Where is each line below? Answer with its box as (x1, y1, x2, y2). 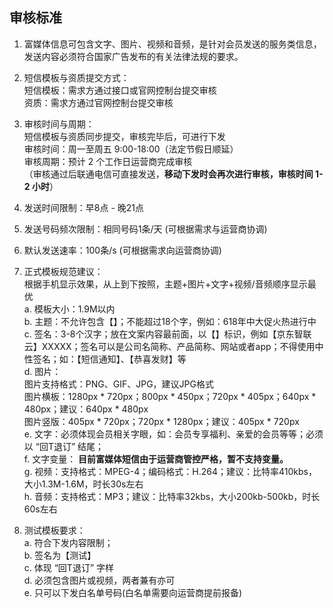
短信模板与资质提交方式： (23, 71, 130, 83)
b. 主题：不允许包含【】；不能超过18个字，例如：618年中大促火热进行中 (23, 315, 317, 327)
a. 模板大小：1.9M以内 (23, 303, 116, 315)
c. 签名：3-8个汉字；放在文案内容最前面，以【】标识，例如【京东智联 (23, 328, 312, 340)
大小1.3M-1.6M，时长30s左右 (23, 478, 144, 490)
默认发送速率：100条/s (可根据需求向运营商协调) (23, 244, 222, 256)
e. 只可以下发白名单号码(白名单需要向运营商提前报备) (23, 586, 243, 598)
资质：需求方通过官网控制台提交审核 (23, 96, 174, 108)
